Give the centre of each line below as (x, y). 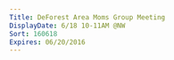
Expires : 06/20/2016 (48, 42)
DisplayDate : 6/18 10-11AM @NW (67, 26)
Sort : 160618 (33, 34)
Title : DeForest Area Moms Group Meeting (87, 17)
